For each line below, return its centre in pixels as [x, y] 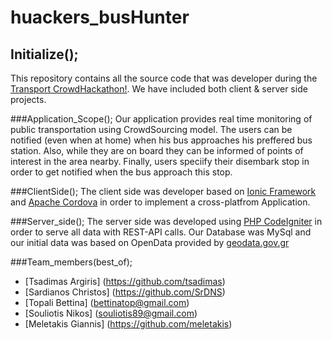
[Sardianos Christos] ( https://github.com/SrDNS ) [125, 292]
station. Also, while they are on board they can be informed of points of [157, 150]
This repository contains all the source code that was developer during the [164, 78]
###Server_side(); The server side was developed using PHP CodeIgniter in [166, 221]
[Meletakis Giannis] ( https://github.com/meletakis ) [128, 324]
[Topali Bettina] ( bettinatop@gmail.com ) [107, 302]
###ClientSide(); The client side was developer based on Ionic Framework [163, 191]
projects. [28, 99]
